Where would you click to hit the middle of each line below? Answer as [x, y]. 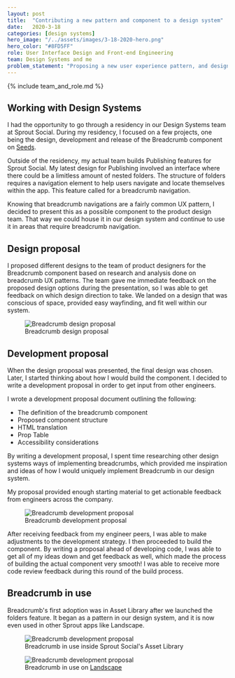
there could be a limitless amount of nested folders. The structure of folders [116, 175]
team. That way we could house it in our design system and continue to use [116, 219]
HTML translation [42, 427]
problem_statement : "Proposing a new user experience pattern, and [108, 66]
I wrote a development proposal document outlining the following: [102, 399]
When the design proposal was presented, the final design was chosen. [111, 371]
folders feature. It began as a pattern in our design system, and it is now [111, 618]
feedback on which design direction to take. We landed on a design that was [117, 295]
